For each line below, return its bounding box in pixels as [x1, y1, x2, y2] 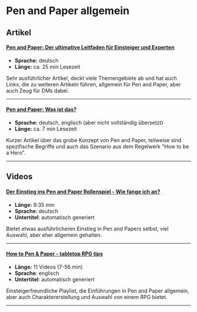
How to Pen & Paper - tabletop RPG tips [6, 250, 103, 257]
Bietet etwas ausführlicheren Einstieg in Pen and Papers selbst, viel [6, 225, 169, 232]
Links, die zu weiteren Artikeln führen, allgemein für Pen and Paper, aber [6, 80, 181, 88]
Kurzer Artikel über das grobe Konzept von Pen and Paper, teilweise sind [6, 136, 182, 143]
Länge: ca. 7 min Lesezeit [14, 125, 77, 132]
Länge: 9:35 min [14, 201, 55, 208]
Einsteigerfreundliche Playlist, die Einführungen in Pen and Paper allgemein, [6, 287, 189, 294]
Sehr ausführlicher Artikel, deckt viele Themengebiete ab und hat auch [6, 75, 177, 82]
